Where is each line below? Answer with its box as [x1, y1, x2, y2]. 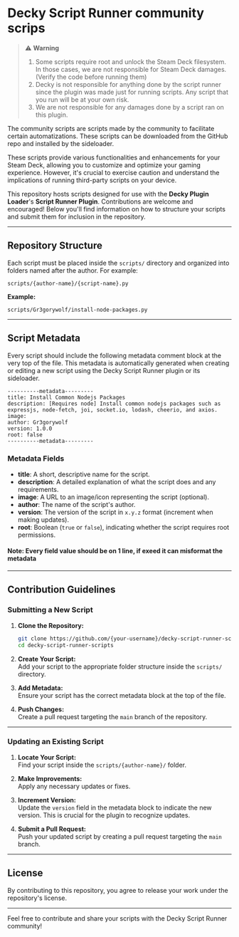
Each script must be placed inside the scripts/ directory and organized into [7, 258, 230, 267]
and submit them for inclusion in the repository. [7, 212, 146, 221]
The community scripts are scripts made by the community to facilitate [7, 124, 215, 132]
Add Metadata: [17, 684, 63, 692]
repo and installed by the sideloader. [7, 139, 115, 147]
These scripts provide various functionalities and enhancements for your [7, 153, 221, 162]
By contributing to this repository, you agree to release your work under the [7, 886, 229, 894]
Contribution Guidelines [7, 584, 116, 596]
